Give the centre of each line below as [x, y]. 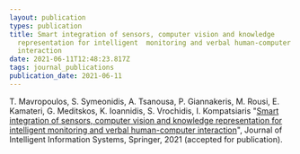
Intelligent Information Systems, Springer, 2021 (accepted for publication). [146, 139]
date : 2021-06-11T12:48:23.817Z [70, 59]
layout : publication [48, 17]
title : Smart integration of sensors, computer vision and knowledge [142, 34]
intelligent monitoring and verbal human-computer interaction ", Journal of [146, 130]
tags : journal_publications [62, 68]
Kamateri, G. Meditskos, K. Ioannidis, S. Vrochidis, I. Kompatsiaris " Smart [144, 111]
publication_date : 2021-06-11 [66, 76]
